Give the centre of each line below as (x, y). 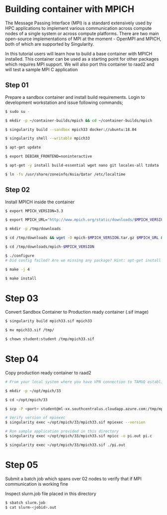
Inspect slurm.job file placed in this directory (51, 494)
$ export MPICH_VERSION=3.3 (34, 211)
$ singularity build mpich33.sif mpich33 (49, 321)
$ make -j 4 (17, 269)
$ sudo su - (17, 111)
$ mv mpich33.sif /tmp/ (30, 330)
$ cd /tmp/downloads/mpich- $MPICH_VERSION (50, 247)
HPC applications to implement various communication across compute (79, 28)
